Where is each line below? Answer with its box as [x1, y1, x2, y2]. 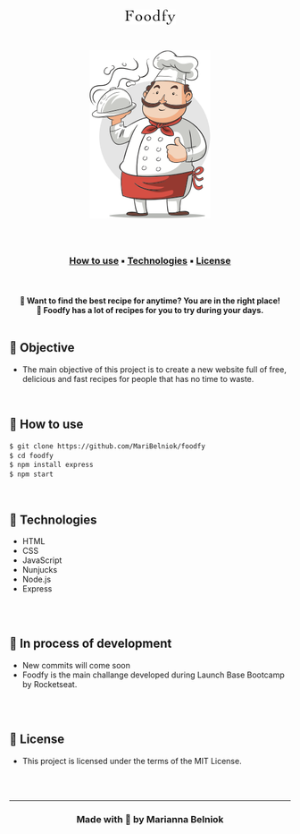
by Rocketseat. [21, 678, 78, 689]
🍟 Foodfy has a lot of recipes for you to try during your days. [36, 305, 264, 316]
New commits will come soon [21, 660, 131, 670]
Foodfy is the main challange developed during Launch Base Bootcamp [21, 669, 285, 680]
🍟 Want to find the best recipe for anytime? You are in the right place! [19, 295, 281, 306]
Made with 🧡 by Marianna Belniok [76, 813, 224, 825]
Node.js [21, 574, 52, 584]
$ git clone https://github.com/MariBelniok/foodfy [9, 441, 205, 451]
